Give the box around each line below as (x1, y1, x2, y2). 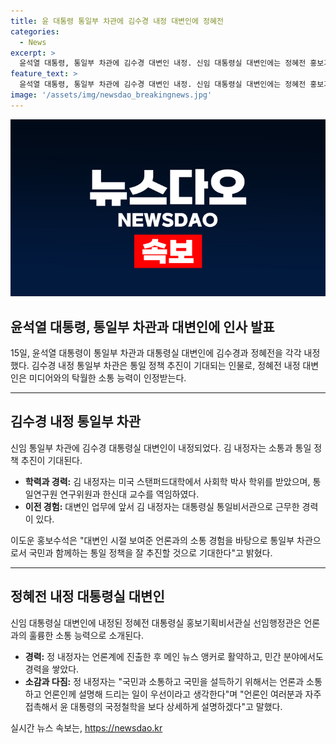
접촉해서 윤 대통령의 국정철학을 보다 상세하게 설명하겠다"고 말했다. (24, 700, 283, 712)
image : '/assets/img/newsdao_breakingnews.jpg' (10, 90, 213, 100)
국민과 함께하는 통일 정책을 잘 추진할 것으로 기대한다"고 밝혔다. (28, 546, 273, 559)
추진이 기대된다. (20, 454, 83, 466)
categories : (10, 26, 60, 37)
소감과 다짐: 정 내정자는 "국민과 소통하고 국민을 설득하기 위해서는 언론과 (24, 675, 305, 687)
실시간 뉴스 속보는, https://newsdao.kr (10, 721, 163, 734)
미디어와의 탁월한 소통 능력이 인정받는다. (28, 372, 187, 384)
